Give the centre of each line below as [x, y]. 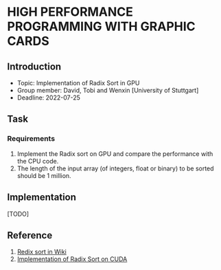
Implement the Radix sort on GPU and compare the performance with [115, 154]
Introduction [34, 66]
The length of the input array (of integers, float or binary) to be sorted [115, 168]
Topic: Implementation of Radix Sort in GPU [78, 83]
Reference [30, 235]
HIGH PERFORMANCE [70, 12]
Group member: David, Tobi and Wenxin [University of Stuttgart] [108, 90]
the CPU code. [38, 161]
